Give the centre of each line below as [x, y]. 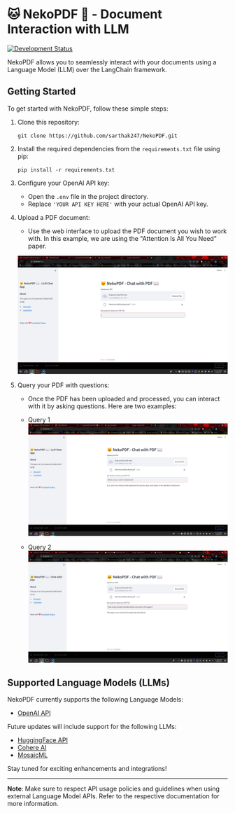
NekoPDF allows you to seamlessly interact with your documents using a [112, 62]
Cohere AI [32, 748]
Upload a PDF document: [54, 217]
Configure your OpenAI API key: [63, 183]
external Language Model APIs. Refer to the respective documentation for [113, 796]
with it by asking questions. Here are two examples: [102, 406]
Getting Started [42, 91]
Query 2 [40, 547]
